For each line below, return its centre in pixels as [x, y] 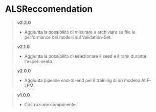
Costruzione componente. [51, 104]
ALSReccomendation [49, 9]
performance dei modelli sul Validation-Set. [68, 37]
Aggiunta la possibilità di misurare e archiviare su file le [80, 32]
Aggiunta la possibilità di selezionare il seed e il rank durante [85, 56]
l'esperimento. [39, 61]
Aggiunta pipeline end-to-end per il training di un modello [82, 80]
